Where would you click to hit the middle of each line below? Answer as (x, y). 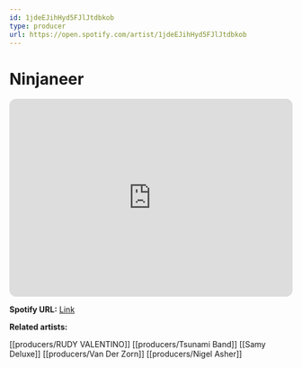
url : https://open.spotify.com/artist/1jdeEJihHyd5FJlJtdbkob (128, 34)
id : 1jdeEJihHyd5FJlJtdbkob (62, 18)
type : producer (38, 26)
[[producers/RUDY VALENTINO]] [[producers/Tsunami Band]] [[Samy (138, 345)
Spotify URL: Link (42, 310)
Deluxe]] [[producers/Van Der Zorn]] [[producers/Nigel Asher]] (126, 354)
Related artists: (39, 327)
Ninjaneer (47, 79)
